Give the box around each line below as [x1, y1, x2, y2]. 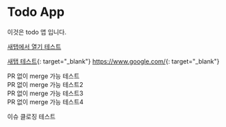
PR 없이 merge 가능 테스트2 [7, 80, 83, 88]
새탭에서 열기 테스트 [7, 42, 61, 50]
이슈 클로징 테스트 [7, 112, 56, 121]
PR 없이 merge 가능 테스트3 [7, 89, 83, 97]
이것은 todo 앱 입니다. [7, 28, 67, 36]
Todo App [7, 4, 65, 20]
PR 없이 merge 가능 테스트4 [7, 97, 84, 106]
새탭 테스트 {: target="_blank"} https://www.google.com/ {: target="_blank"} [7, 57, 220, 66]
